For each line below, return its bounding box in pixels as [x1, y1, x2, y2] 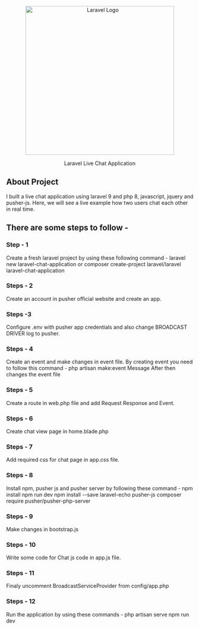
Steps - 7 [6, 443, 33, 451]
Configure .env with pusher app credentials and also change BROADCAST [6, 323, 188, 331]
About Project [6, 177, 59, 187]
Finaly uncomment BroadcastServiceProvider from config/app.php [6, 583, 169, 590]
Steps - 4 [6, 345, 34, 353]
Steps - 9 [6, 512, 33, 521]
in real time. [6, 205, 35, 213]
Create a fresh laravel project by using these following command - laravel [6, 254, 186, 261]
